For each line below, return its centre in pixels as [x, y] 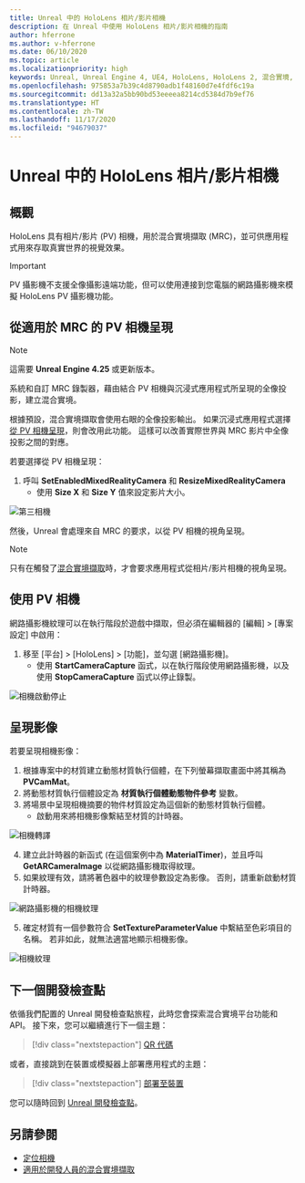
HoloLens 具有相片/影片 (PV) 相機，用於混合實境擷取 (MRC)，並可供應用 [145, 236]
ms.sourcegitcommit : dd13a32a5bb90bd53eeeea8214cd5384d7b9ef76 [132, 94]
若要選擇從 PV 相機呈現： [57, 461]
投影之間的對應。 [41, 441]
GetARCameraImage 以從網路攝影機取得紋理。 [111, 866]
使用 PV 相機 [45, 600]
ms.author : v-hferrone [52, 43]
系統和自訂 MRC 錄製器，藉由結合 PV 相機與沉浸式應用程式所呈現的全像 [144, 388]
